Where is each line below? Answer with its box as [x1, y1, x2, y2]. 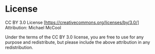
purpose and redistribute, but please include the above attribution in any [5, 39, 150, 45]
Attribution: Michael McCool [5, 24, 61, 30]
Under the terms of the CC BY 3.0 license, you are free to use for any [5, 34, 144, 40]
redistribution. [5, 44, 33, 50]
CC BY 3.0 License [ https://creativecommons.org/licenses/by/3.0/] [5, 19, 139, 25]
